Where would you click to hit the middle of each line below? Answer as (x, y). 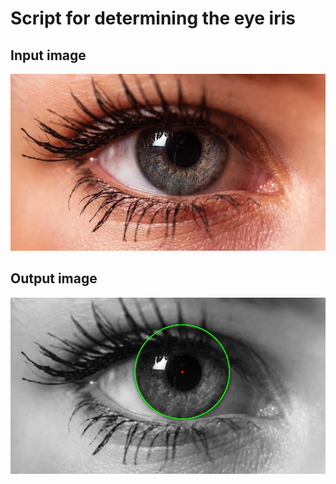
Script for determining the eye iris (153, 18)
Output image (54, 278)
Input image (48, 55)
